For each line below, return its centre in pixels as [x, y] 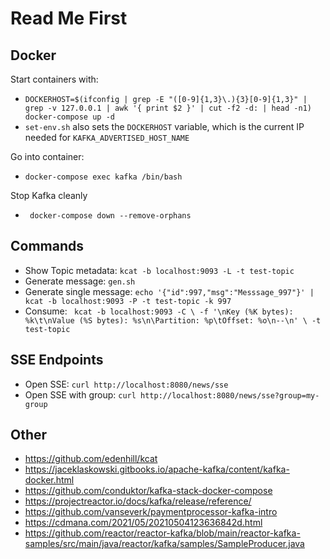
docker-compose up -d [69, 117]
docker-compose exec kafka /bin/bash [103, 177]
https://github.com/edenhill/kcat [91, 459]
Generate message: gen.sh [80, 281]
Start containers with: [54, 79]
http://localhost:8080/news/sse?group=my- [230, 395]
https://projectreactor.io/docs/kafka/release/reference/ [138, 501]
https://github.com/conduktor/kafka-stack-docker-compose [148, 491]
